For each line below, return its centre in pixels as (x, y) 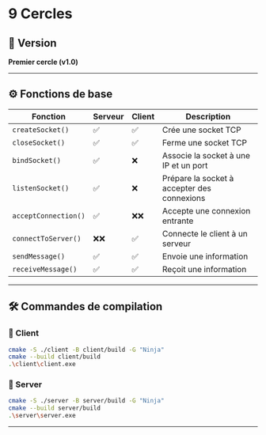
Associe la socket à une (206, 155)
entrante (178, 221)
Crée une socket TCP (201, 130)
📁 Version (32, 43)
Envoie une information (205, 256)
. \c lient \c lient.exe (42, 365)
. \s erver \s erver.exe (42, 416)
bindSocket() (37, 160)
